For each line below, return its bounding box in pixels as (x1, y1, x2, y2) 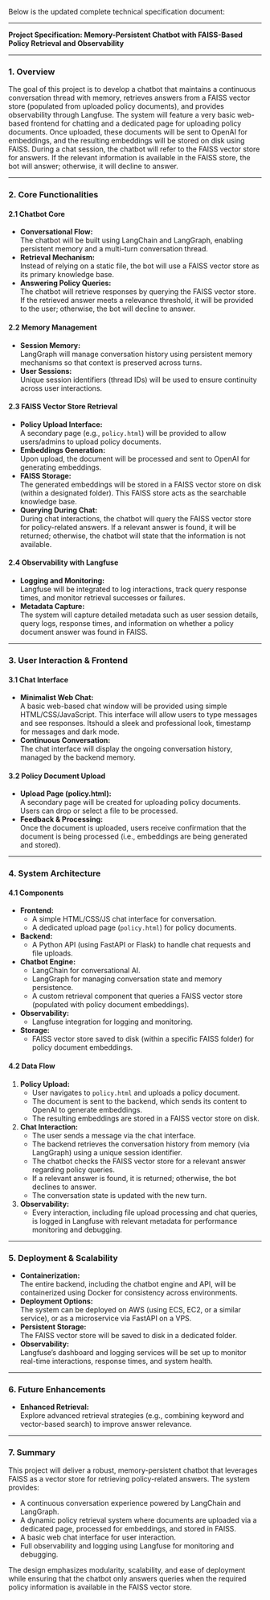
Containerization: (19, 1270, 80, 1280)
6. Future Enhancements (8, 1383, 106, 1395)
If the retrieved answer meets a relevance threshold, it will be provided (19, 296, 254, 305)
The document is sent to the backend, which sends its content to (31, 1096, 247, 1106)
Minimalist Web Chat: (19, 693, 94, 703)
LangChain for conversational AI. (31, 966, 141, 976)
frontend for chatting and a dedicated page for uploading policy (31, 118, 242, 128)
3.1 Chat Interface (8, 674, 69, 684)
